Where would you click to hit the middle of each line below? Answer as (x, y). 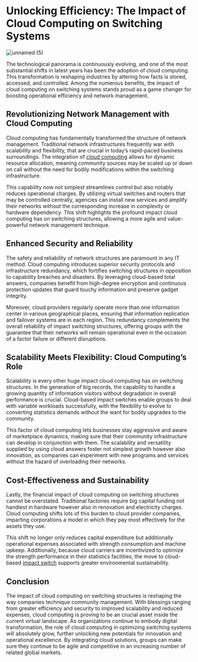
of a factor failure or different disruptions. (56, 339)
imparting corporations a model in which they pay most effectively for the (95, 520)
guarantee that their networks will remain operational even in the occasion (96, 332)
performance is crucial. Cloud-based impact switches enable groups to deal (99, 400)
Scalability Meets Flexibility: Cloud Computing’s (97, 357)
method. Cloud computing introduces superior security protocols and (91, 264)
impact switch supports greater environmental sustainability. (96, 563)
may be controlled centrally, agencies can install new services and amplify (97, 199)
